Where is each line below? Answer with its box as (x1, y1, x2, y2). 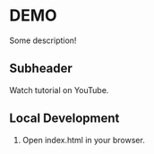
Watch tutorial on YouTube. (9, 84, 109, 95)
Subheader (9, 61, 73, 76)
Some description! (9, 35, 77, 46)
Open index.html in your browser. (21, 134, 145, 145)
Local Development (9, 111, 120, 126)
